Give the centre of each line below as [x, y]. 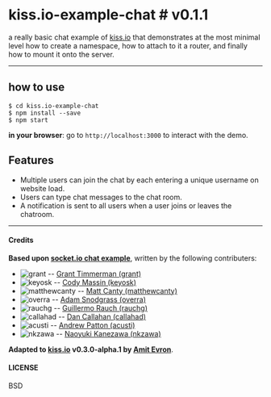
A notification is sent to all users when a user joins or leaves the [126, 205]
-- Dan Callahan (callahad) [102, 316]
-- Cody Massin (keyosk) [95, 282]
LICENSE [23, 368]
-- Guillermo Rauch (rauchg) [100, 307]
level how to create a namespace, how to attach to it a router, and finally [128, 45]
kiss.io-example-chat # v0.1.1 [108, 15]
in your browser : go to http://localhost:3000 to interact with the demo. [128, 135]
